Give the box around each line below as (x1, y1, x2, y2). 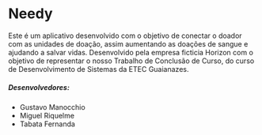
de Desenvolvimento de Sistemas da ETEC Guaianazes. (8, 64, 189, 73)
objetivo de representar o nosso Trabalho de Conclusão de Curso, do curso (8, 56, 255, 66)
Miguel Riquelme (19, 111, 75, 120)
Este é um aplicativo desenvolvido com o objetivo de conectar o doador (8, 31, 243, 40)
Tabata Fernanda (19, 119, 75, 129)
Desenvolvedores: (8, 82, 70, 92)
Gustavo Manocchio (19, 102, 85, 111)
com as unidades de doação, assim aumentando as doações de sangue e (8, 39, 249, 48)
